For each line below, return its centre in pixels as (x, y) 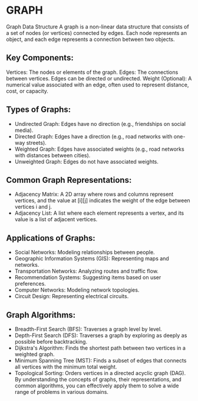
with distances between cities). (52, 155)
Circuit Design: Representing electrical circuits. (72, 296)
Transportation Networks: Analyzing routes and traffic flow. (87, 271)
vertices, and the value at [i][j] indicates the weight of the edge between (102, 200)
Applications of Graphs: (51, 238)
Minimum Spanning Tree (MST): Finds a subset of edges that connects (100, 360)
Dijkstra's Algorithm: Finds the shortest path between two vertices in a (100, 348)
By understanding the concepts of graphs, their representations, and (98, 379)
